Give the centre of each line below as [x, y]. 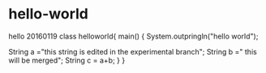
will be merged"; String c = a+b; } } [67, 60]
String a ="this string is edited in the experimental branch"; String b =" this [133, 51]
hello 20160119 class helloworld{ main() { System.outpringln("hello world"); [133, 36]
